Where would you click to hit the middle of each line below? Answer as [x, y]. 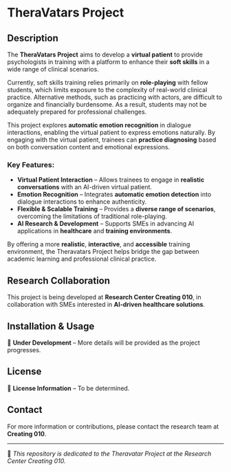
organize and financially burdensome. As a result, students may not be [107, 104]
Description [33, 38]
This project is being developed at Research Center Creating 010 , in [104, 297]
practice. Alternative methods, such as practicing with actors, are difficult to [114, 97]
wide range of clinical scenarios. [53, 69]
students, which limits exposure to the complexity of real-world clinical [107, 90]
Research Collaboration [59, 280]
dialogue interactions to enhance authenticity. [82, 202]
